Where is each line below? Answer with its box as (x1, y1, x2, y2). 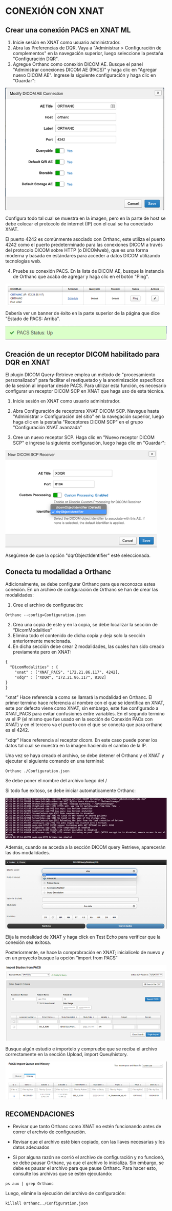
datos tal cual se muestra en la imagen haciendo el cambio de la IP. (5, 743, 147, 749)
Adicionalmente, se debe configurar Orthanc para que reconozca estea (5, 581, 156, 587)
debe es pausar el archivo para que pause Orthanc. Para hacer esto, (12, 1165, 157, 1171)
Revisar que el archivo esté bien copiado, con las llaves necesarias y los (12, 1139, 165, 1145)
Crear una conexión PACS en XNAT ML (5, 26, 131, 34)
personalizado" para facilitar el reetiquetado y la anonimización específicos (5, 377, 164, 383)
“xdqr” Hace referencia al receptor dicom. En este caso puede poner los (5, 737, 158, 743)
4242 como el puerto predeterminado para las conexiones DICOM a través (5, 242, 163, 248)
